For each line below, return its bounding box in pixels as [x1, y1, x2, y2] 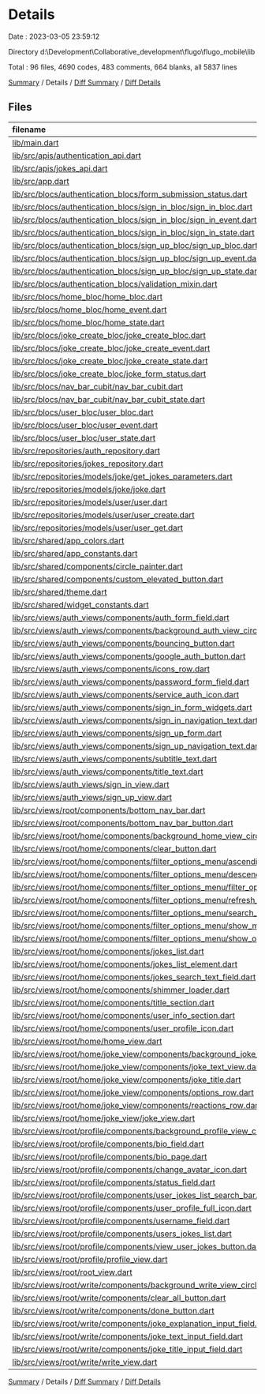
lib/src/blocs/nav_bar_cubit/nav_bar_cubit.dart [12, 381, 184, 392]
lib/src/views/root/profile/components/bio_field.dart [12, 1138, 205, 1149]
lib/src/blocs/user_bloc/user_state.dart [12, 432, 156, 443]
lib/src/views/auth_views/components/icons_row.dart [12, 663, 211, 674]
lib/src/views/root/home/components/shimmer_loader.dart [12, 984, 230, 995]
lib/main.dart [12, 137, 59, 148]
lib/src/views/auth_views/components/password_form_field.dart [12, 676, 250, 687]
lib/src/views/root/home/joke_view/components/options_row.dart [12, 1087, 254, 1098]
